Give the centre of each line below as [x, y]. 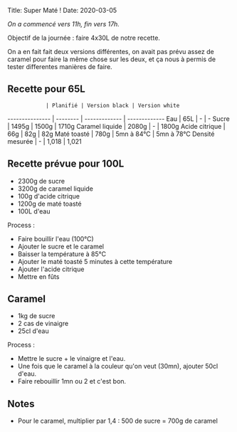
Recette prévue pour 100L [66, 164]
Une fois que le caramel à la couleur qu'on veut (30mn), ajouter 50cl [118, 367]
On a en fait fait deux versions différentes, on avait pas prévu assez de [111, 52]
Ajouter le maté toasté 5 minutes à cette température [95, 261]
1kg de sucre [36, 316]
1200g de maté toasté [49, 204]
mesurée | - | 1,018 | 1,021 [44, 141]
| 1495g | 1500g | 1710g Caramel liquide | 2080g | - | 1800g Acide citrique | [116, 126]
